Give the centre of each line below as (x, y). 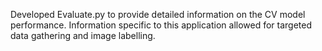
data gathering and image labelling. (83, 35)
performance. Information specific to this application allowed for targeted (161, 25)
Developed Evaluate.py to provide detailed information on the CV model (158, 14)
